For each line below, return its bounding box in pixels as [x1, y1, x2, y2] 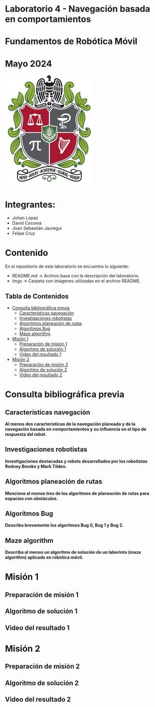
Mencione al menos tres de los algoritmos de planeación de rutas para [5, 490, 149, 496]
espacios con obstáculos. [5, 496, 58, 501]
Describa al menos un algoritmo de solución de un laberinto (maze [5, 549, 141, 555]
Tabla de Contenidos [5, 292, 69, 300]
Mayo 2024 [5, 58, 52, 69]
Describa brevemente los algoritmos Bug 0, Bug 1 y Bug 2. [5, 522, 124, 528]
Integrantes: [5, 199, 56, 210]
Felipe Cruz [12, 230, 35, 236]
